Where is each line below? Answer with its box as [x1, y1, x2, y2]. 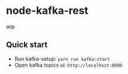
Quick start [6, 40, 48, 50]
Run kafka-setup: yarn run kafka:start [14, 55, 110, 62]
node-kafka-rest [6, 4, 89, 17]
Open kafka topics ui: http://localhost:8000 [14, 61, 123, 68]
